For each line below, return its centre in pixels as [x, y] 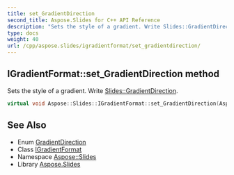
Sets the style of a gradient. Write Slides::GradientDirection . [93, 90]
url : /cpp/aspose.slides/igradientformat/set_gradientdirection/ [104, 46]
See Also [27, 125]
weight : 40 [23, 40]
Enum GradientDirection [52, 142]
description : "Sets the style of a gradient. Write [84, 26]
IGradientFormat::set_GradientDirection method [114, 74]
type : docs [23, 33]
